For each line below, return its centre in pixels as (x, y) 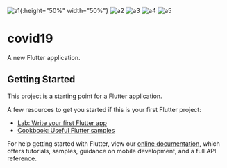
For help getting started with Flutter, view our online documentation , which (114, 143)
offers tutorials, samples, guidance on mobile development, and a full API (112, 151)
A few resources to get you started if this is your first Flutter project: (104, 109)
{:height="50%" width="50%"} (64, 11)
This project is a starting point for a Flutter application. (85, 96)
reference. (22, 158)
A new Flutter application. (44, 57)
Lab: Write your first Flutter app (62, 123)
